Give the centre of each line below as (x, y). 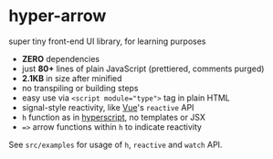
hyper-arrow (58, 16)
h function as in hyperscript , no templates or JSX (114, 117)
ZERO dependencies (61, 58)
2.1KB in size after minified (72, 78)
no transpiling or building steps (80, 88)
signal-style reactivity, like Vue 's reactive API (108, 107)
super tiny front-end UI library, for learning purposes (107, 41)
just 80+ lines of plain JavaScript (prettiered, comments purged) (143, 69)
